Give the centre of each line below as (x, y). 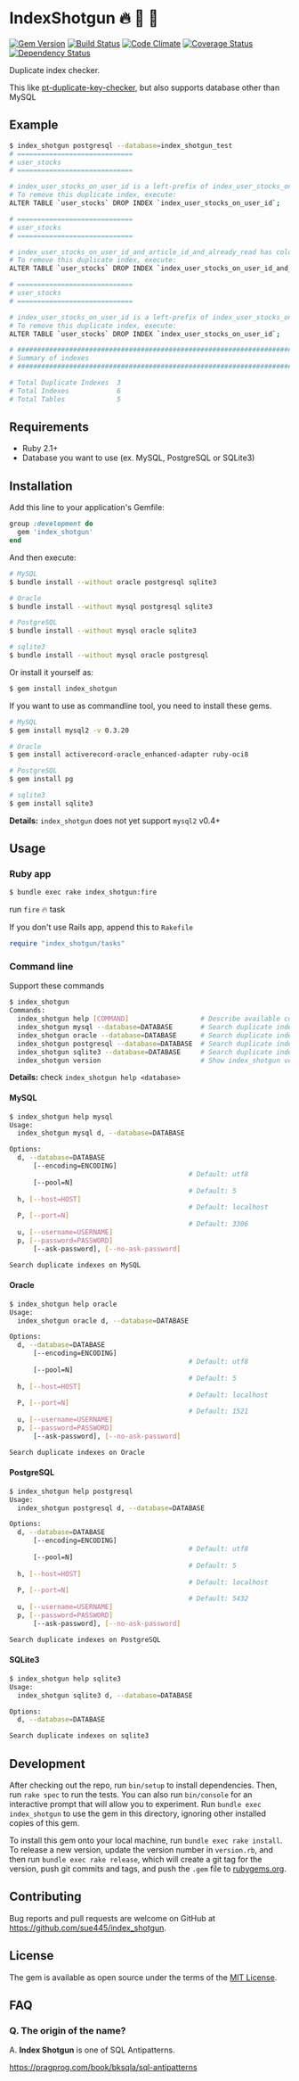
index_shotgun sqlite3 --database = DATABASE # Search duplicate (145, 1052)
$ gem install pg (41, 780)
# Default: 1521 (218, 1412)
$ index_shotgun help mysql (61, 1117)
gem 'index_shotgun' (55, 533)
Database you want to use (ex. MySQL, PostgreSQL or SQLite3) (138, 458)
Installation (41, 486)
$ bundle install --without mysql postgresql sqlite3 (111, 607)
